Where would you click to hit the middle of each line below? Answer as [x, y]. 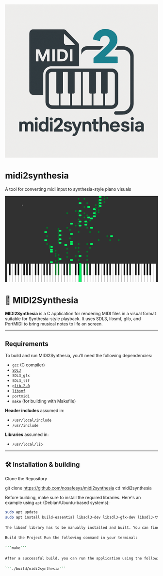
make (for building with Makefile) [44, 401]
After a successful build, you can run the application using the [73, 558]
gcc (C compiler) [28, 365]
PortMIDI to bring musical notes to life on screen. [54, 324]
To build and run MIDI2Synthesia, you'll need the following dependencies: [79, 356]
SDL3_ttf [21, 381]
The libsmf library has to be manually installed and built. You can [77, 527]
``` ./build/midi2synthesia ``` [36, 569]
